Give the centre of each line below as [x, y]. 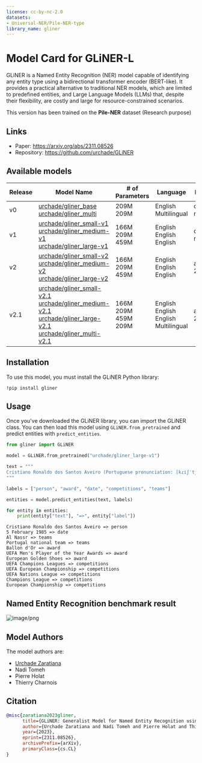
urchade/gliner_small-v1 [73, 223]
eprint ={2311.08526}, [49, 738]
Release [21, 192]
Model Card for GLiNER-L [70, 59]
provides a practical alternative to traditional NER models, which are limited [99, 88]
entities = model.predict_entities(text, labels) [70, 499]
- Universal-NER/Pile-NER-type [45, 23]
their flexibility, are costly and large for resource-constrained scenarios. [95, 101]
